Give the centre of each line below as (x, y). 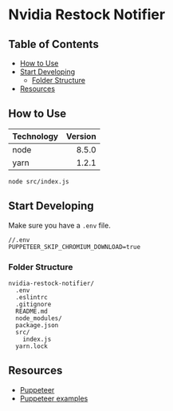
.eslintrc (31, 297)
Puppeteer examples (54, 398)
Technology (35, 136)
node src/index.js (39, 181)
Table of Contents (54, 44)
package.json (37, 325)
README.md (31, 311)
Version (82, 136)
